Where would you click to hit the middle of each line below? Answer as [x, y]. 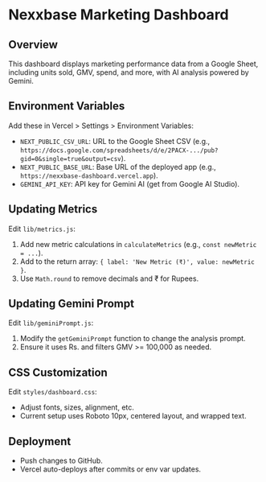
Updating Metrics [53, 210]
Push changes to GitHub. [61, 461]
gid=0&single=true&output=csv [71, 159]
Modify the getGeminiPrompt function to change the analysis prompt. [133, 339]
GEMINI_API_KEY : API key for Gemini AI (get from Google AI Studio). [129, 183]
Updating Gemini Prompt [72, 304]
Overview [33, 45]
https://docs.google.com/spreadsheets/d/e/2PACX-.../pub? [119, 150]
